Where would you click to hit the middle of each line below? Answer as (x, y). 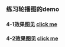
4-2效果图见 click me (32, 38)
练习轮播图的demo (33, 9)
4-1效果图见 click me (32, 24)
